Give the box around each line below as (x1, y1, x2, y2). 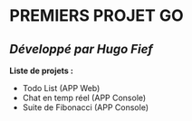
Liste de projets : (9, 65, 74, 76)
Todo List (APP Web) (22, 83, 101, 93)
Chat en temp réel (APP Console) (22, 92, 147, 103)
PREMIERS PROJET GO (9, 5, 184, 26)
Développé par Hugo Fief (9, 42, 154, 57)
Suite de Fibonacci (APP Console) (22, 102, 149, 113)
